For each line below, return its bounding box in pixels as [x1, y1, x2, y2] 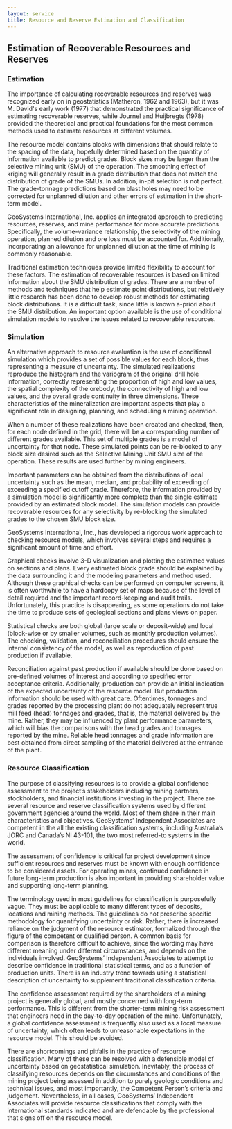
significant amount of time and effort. [7, 543, 114, 552]
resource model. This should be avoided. [7, 1033, 124, 1042]
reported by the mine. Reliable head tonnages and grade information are [7, 731, 213, 740]
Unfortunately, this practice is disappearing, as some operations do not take [7, 601, 224, 609]
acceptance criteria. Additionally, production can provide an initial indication [7, 679, 224, 688]
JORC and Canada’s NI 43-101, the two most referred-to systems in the [7, 831, 210, 839]
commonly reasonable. [7, 249, 73, 258]
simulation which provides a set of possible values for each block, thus [7, 355, 210, 363]
